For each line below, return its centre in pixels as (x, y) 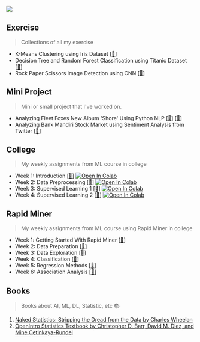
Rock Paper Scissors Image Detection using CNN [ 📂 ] (80, 73)
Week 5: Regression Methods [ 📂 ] (55, 266)
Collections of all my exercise (57, 42)
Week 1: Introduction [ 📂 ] (45, 176)
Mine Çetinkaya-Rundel (44, 332)
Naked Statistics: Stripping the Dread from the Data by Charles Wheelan (104, 320)
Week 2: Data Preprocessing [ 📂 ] (54, 182)
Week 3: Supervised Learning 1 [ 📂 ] (57, 189)
